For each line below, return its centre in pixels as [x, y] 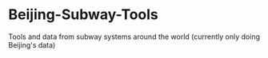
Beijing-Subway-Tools [83, 15]
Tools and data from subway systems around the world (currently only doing [134, 37]
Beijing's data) [32, 44]
